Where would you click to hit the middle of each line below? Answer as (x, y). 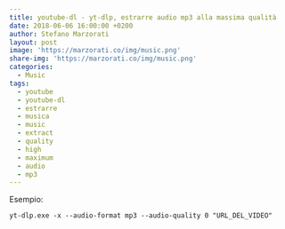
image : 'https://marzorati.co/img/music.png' (95, 51)
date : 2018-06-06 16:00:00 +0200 (71, 26)
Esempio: (26, 200)
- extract (35, 133)
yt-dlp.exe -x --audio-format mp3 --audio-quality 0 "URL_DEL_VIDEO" (141, 216)
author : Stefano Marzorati (59, 34)
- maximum (35, 158)
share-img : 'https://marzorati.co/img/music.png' (103, 59)
